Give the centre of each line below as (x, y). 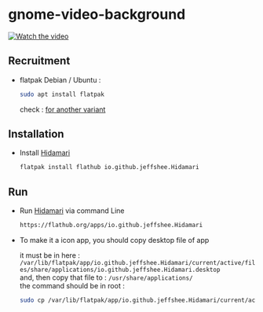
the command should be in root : (72, 286)
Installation (36, 134)
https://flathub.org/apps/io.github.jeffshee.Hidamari (111, 226)
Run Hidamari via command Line (72, 211)
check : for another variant (62, 109)
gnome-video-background (97, 15)
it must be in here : (50, 255)
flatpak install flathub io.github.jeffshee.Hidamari (109, 167)
